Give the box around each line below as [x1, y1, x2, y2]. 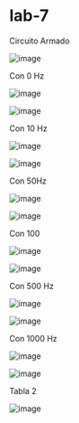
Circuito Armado [9, 35, 70, 46]
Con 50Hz [9, 175, 48, 186]
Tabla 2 [9, 385, 38, 396]
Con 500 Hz [9, 280, 54, 291]
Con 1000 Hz [9, 333, 58, 343]
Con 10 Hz [9, 123, 48, 134]
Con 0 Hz [9, 70, 45, 81]
